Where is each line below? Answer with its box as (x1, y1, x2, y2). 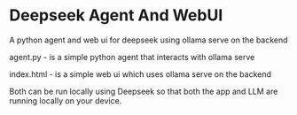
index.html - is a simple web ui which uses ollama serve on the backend (9, 68, 272, 80)
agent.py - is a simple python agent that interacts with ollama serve (9, 51, 255, 62)
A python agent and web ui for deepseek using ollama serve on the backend (9, 34, 288, 45)
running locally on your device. (9, 95, 122, 106)
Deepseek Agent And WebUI (9, 5, 223, 26)
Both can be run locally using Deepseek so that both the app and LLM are (9, 86, 278, 96)
